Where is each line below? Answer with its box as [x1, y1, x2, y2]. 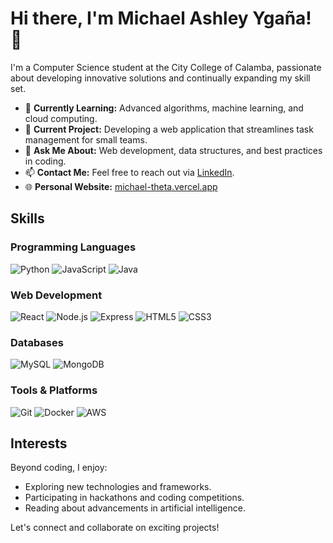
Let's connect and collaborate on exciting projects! [10, 522, 220, 534]
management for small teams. [24, 133, 148, 146]
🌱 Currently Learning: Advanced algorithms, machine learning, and [24, 102, 304, 114]
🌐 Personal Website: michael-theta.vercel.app [24, 180, 218, 192]
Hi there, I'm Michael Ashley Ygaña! [10, 7, 312, 30]
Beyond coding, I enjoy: [10, 462, 108, 474]
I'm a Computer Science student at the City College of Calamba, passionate [10, 61, 322, 73]
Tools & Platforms [10, 383, 98, 397]
